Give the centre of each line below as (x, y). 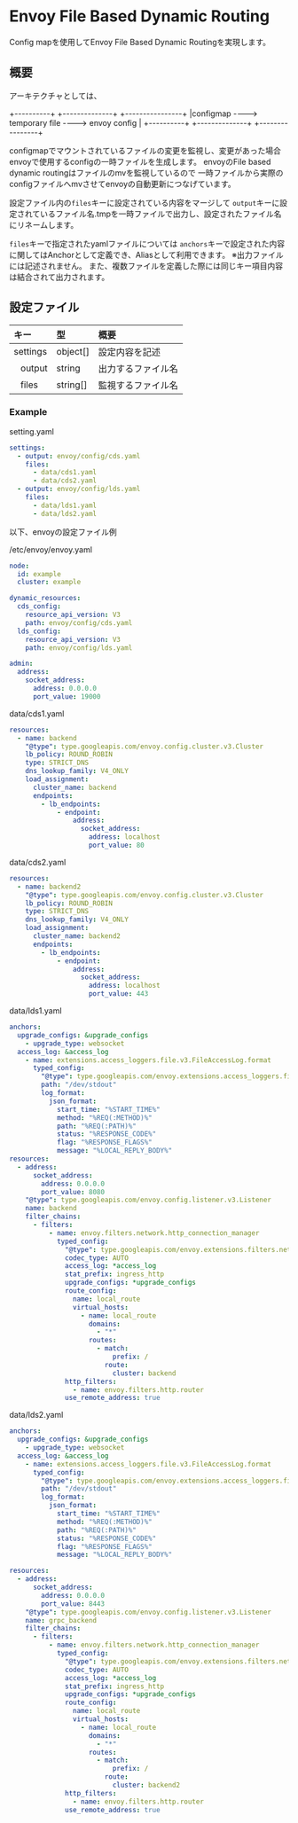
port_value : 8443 (73, 1604)
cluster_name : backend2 (77, 936)
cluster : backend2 (146, 1785)
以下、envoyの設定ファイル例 (63, 532)
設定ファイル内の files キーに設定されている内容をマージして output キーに (145, 202)
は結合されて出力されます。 (59, 277)
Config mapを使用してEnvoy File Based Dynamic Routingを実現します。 (140, 42)
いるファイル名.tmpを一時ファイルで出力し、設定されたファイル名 (161, 214)
